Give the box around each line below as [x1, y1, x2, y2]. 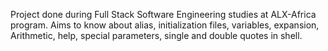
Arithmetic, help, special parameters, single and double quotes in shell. [10, 30, 303, 41]
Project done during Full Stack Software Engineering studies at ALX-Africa [10, 9, 317, 20]
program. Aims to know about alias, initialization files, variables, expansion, [10, 19, 320, 31]
